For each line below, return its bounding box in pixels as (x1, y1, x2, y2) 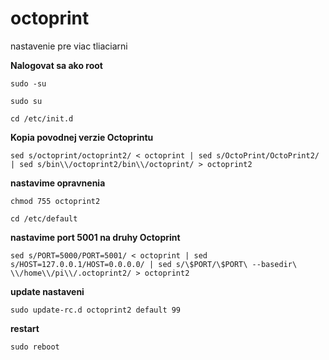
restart (10, 322, 40, 334)
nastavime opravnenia (10, 177, 106, 189)
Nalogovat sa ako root (10, 59, 103, 71)
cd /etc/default (10, 213, 78, 224)
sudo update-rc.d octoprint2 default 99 (10, 305, 182, 315)
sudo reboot (10, 342, 60, 352)
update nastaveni (10, 285, 85, 297)
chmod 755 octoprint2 (10, 196, 101, 206)
